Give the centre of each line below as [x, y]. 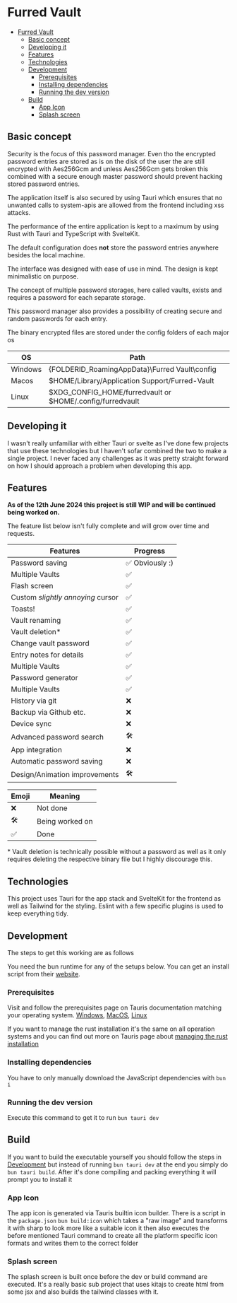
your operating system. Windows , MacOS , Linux [77, 1015]
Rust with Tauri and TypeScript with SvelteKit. [74, 233]
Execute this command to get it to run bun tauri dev [83, 1117]
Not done [52, 808]
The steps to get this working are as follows [71, 953]
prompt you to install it [40, 1179]
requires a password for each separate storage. [77, 297]
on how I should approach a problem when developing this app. [100, 466]
